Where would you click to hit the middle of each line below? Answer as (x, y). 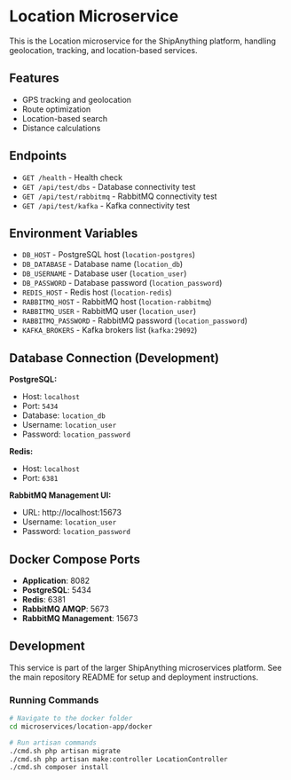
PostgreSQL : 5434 (56, 590)
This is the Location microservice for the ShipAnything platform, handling (143, 41)
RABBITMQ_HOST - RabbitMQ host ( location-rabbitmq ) (117, 302)
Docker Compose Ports (75, 559)
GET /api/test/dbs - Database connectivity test (109, 186)
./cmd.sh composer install (59, 768)
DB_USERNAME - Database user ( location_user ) (104, 273)
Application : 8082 (56, 580)
